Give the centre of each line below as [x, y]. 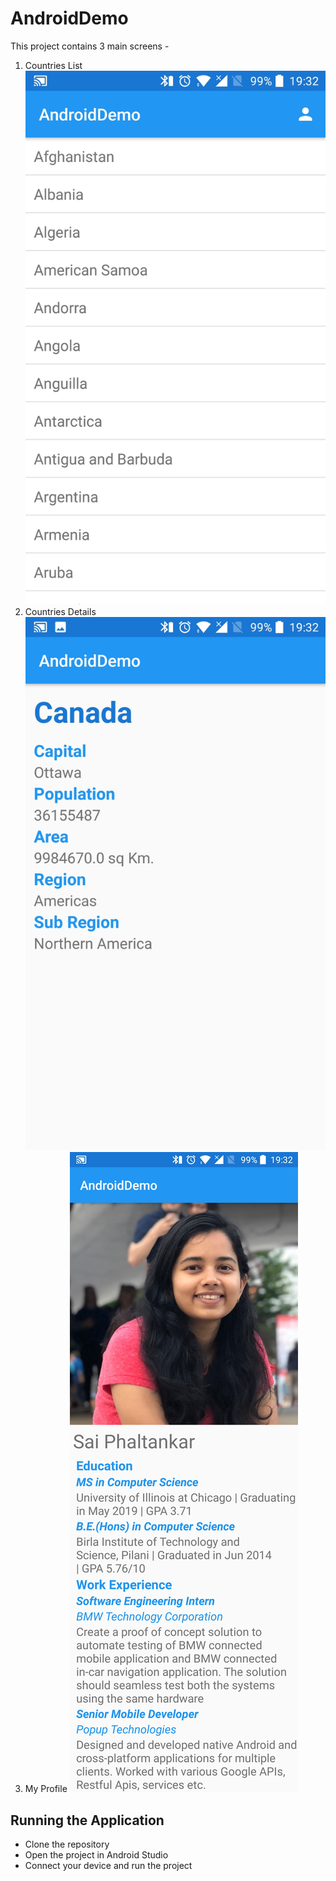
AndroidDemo [69, 18]
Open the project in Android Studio [96, 1855]
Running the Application [87, 1820]
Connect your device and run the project [108, 1866]
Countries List [53, 65]
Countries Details [60, 611]
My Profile [46, 1789]
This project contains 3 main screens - [90, 46]
